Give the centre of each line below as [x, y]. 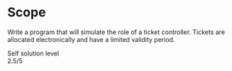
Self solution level [33, 53]
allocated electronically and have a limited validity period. [91, 39]
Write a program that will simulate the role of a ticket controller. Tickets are [116, 32]
